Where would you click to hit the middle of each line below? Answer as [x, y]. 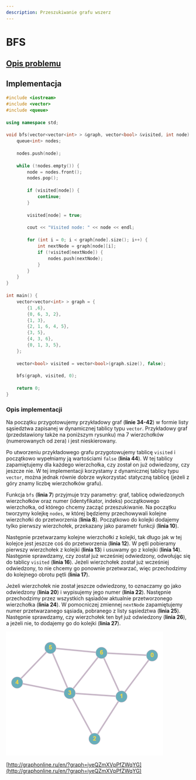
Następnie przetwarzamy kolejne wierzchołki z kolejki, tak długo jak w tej [94, 537]
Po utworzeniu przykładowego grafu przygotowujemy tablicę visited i [91, 452]
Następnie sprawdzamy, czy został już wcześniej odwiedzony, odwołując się [98, 556]
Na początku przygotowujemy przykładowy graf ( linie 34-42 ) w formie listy [97, 423]
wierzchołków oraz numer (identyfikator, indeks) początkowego [83, 501]
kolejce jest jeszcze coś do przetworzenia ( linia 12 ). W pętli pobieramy [91, 544]
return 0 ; [29, 389]
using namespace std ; [32, 122]
